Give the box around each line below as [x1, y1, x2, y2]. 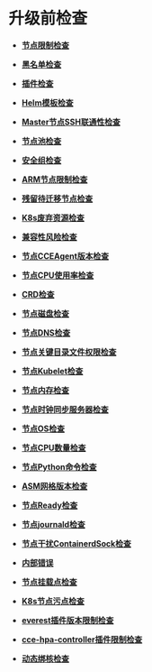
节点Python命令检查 [21, 461, 97, 472]
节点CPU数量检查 [21, 442, 86, 453]
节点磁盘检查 [21, 308, 69, 318]
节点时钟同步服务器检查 [21, 403, 109, 415]
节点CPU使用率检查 [21, 270, 94, 281]
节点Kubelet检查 [21, 365, 84, 376]
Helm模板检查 [21, 97, 74, 108]
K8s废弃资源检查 [21, 212, 85, 223]
